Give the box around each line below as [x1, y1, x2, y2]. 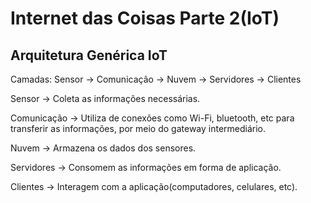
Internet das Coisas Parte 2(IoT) [10, 7, 280, 30]
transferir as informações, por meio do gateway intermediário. [10, 123, 267, 134]
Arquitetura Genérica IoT [10, 47, 168, 64]
